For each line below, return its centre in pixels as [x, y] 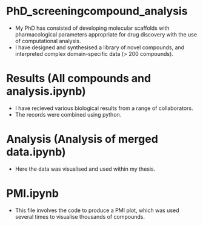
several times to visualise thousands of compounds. [80, 216]
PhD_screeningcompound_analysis [97, 11]
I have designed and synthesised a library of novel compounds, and [100, 47]
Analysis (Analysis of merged [82, 139]
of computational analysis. [48, 41]
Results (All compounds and [79, 79]
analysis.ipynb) [46, 91]
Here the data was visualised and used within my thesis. [85, 169]
